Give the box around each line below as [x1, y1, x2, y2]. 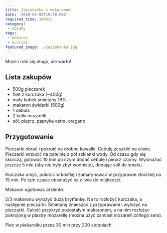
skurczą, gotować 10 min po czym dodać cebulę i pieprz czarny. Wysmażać [5, 156, 162, 163]
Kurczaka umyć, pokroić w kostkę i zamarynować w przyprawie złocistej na [5, 171, 161, 178]
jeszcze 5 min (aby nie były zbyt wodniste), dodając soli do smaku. [5, 162, 143, 168]
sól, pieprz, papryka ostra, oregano [12, 118, 85, 124]
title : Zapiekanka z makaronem [5, 7, 71, 13]
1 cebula [12, 107, 30, 113]
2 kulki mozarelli [12, 113, 47, 119]
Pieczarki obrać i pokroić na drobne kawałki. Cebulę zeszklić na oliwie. [5, 146, 151, 152]
